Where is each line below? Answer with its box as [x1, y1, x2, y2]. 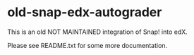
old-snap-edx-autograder [7, 4, 162, 20]
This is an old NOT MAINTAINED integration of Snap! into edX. [7, 28, 188, 36]
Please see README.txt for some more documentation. [7, 41, 168, 49]
